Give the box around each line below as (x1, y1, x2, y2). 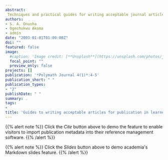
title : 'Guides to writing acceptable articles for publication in (5, 110, 149, 115)
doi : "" (5, 40, 21, 45)
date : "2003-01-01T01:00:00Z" (5, 36, 68, 41)
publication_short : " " (5, 77, 55, 82)
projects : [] (5, 68, 32, 73)
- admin (5, 31, 21, 36)
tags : (5, 101, 16, 106)
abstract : (5, 7, 26, 13)
